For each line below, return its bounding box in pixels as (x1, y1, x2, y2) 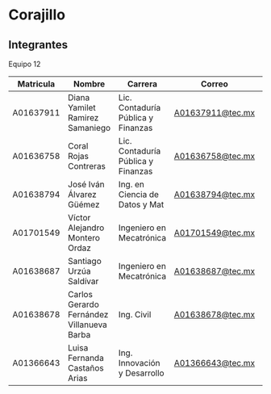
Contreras (68, 161, 106, 171)
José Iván (68, 179, 105, 190)
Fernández (68, 309, 109, 320)
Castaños (68, 363, 104, 373)
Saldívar (68, 276, 99, 287)
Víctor (68, 212, 91, 223)
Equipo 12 (8, 59, 41, 69)
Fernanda (68, 353, 105, 363)
